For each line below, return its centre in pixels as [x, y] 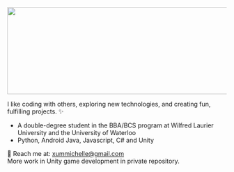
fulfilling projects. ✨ [36, 111]
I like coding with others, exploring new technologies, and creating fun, [109, 104]
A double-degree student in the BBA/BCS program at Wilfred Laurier [115, 125]
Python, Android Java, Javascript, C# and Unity [86, 140]
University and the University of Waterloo [77, 133]
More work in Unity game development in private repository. [93, 161]
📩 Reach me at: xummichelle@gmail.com [66, 154]
